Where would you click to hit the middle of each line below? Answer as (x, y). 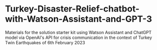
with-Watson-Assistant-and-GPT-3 (78, 19)
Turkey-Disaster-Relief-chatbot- (72, 9)
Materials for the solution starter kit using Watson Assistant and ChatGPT (78, 32)
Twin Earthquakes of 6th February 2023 (45, 42)
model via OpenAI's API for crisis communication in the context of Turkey (78, 37)
